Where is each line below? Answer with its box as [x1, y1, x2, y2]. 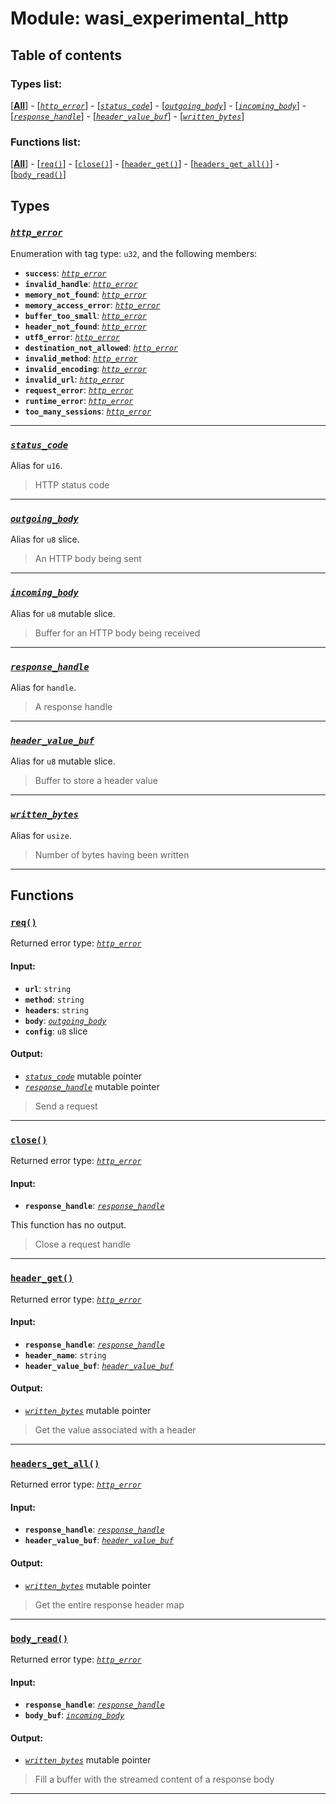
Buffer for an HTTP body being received [34, 627, 201, 639]
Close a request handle [34, 1238, 131, 1251]
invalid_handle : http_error [24, 277, 138, 289]
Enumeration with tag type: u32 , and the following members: [10, 247, 258, 259]
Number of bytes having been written [34, 848, 190, 861]
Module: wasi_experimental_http [10, 7, 289, 30]
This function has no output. [10, 1219, 127, 1231]
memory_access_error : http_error [24, 298, 161, 311]
